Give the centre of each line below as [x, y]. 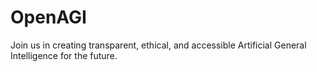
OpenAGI [48, 17]
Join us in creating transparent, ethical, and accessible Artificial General [158, 45]
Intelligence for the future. [64, 55]
